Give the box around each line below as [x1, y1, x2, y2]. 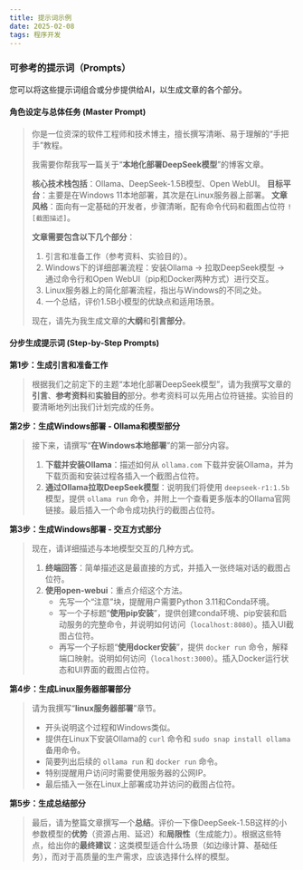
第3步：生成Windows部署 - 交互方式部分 [9, 524, 162, 535]
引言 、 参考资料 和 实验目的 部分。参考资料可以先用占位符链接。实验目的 [31, 391, 294, 401]
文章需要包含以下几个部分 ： [31, 231, 136, 242]
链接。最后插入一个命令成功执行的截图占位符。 [44, 505, 220, 516]
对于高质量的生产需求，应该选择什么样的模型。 [59, 851, 234, 862]
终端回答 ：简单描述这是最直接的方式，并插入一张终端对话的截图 [44, 563, 283, 574]
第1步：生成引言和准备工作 [9, 360, 109, 371]
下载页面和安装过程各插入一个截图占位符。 [44, 470, 204, 481]
